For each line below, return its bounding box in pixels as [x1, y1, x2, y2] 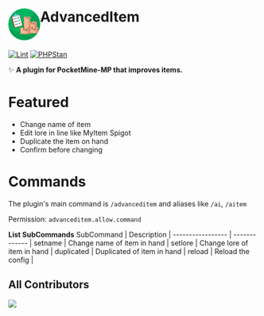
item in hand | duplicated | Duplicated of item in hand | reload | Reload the [8, 246, 250, 256]
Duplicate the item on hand [19, 136, 109, 146]
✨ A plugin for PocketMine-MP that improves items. [8, 64, 183, 75]
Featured [8, 94, 69, 111]
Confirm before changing [19, 145, 103, 154]
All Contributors [8, 278, 90, 291]
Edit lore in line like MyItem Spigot [19, 128, 131, 137]
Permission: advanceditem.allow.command [8, 214, 142, 224]
